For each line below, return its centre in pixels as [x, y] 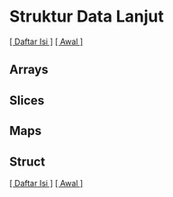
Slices [27, 100]
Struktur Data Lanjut [86, 17]
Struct [27, 161]
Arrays [29, 70]
